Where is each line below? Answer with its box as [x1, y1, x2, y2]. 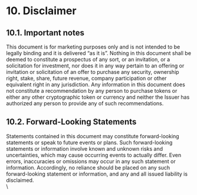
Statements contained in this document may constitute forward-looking [6, 132, 179, 139]
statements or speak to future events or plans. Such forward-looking [6, 139, 173, 146]
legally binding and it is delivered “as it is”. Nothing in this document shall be [6, 50, 192, 57]
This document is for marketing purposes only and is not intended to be [6, 43, 180, 50]
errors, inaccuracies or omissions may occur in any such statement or [6, 158, 176, 165]
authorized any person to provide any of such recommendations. [6, 100, 164, 107]
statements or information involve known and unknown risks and [6, 145, 163, 152]
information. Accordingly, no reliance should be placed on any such [6, 164, 170, 171]
